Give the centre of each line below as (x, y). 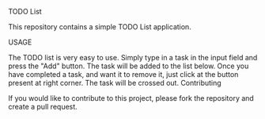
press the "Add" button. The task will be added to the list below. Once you (129, 66)
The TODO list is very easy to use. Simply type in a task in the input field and (133, 58)
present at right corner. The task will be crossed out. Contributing (115, 83)
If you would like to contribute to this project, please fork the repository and (131, 98)
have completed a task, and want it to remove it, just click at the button (123, 74)
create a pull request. (43, 107)
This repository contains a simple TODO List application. (100, 27)
